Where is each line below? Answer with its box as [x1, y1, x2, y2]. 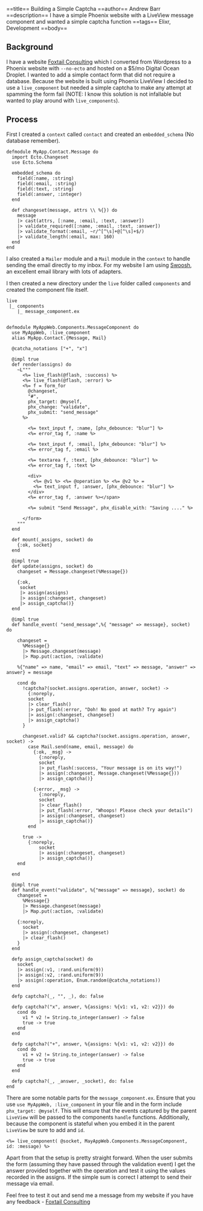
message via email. [6, 1179, 54, 1187]
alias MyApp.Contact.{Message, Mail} [11, 335, 107, 341]
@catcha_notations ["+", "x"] [11, 345, 88, 351]
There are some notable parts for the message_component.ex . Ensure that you [6, 1094, 196, 1101]
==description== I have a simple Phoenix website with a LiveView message [6, 12, 194, 19]
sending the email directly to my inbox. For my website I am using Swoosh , [6, 261, 192, 269]
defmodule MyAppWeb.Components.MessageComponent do [6, 324, 139, 330]
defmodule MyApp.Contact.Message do [6, 149, 98, 155]
